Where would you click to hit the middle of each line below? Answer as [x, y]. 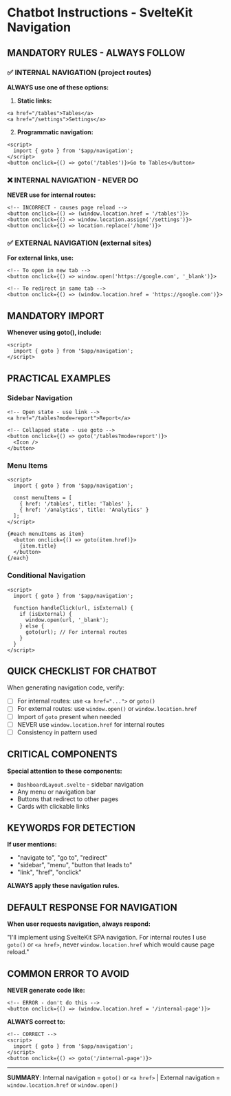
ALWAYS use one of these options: [58, 87]
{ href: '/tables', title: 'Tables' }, [77, 504]
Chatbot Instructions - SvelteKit [100, 13]
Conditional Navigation [46, 575]
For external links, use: [41, 258]
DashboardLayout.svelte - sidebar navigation [80, 784]
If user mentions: [32, 845]
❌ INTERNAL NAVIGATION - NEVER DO [73, 180]
